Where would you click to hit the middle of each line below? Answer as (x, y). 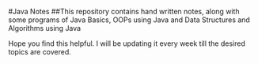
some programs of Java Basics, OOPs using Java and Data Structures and (129, 20)
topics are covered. (40, 52)
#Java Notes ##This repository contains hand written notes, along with (124, 11)
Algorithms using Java (45, 28)
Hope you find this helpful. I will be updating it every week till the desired (127, 43)
